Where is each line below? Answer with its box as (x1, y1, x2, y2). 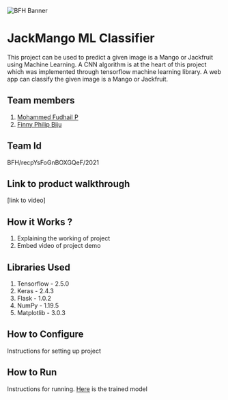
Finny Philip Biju (16, 120, 62, 128)
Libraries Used (7, 261, 70, 273)
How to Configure (7, 329, 84, 340)
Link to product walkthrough (7, 178, 130, 190)
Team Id (7, 140, 42, 152)
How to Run (7, 366, 57, 378)
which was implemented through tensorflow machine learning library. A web (7, 67, 222, 75)
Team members (7, 95, 75, 106)
